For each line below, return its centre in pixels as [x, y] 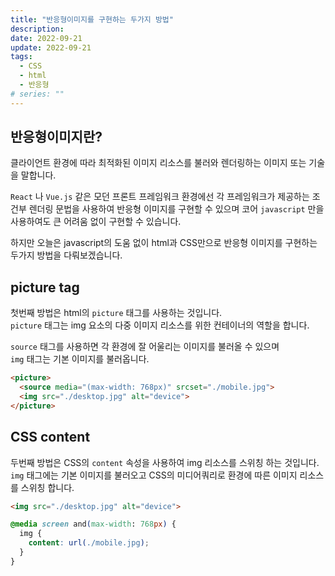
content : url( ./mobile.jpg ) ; [89, 543]
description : [37, 29]
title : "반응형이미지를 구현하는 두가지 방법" [92, 19]
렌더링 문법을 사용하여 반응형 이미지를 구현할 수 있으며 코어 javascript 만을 [176, 209]
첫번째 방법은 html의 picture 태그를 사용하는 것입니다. [116, 313]
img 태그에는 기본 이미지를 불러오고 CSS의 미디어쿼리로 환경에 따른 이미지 [154, 475]
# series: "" [37, 94]
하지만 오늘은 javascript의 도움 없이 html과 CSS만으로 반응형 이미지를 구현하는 [164, 243]
